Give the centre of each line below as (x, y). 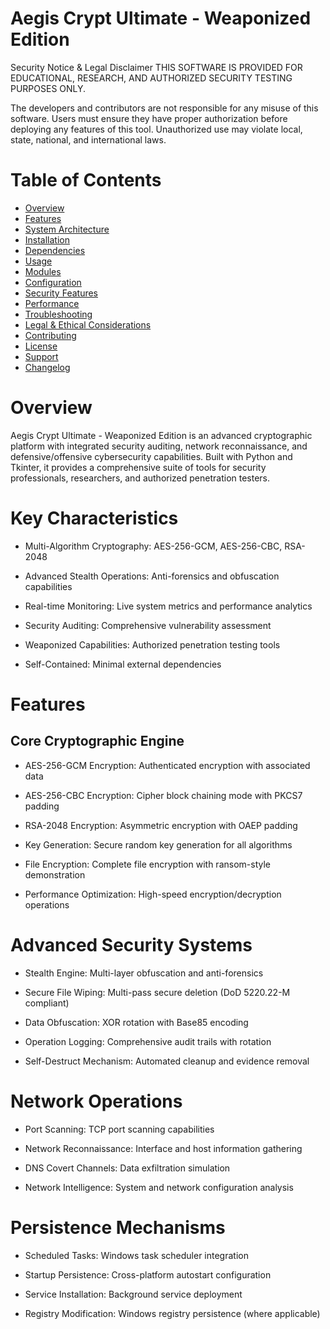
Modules (43, 271)
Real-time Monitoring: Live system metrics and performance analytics (168, 606)
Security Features (61, 293)
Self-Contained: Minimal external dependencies (123, 664)
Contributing (50, 335)
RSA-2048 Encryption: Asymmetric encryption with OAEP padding (161, 825)
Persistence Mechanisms (118, 1227)
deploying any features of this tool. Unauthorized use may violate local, (156, 129)
